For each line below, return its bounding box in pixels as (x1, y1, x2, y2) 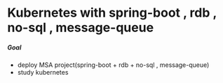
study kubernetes (17, 68, 69, 77)
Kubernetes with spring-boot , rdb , (7, 5, 217, 21)
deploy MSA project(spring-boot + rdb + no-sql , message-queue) (17, 61, 210, 69)
